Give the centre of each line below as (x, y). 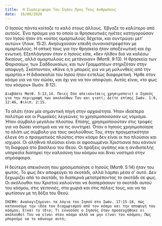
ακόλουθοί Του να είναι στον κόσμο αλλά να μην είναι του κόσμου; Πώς (78, 214)
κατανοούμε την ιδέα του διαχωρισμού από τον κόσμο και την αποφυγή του (80, 206)
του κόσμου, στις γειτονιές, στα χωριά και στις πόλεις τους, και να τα (75, 188)
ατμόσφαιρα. (18, 157)
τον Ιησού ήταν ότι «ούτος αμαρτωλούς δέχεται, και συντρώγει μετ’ (74, 38)
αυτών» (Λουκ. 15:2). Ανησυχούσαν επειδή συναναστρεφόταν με (71, 43)
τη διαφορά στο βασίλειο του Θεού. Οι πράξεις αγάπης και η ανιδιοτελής (80, 147)
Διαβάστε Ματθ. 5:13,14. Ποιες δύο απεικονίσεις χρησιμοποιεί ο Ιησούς (79, 94)
